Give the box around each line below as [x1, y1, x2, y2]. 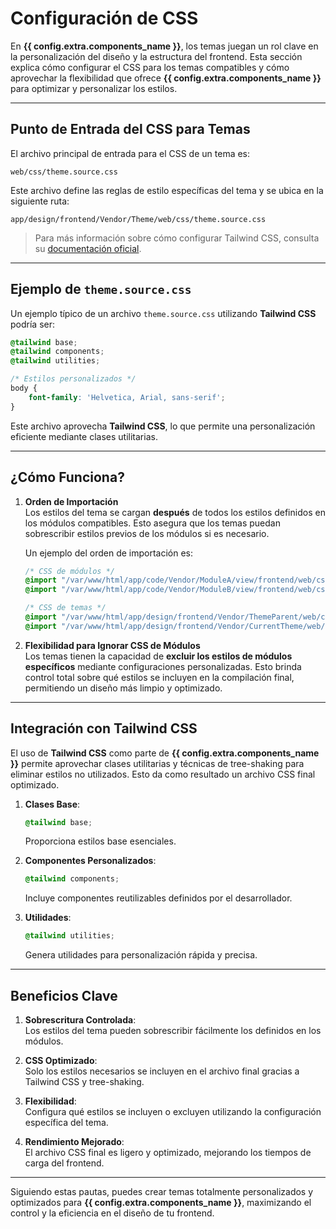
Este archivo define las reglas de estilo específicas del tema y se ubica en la [10, 184, 324, 196]
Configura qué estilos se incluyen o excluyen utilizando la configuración [24, 1106, 322, 1117]
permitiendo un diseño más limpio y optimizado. [24, 682, 223, 694]
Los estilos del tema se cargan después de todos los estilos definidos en [24, 506, 326, 518]
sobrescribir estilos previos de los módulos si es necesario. [24, 527, 270, 539]
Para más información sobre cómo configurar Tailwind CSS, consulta [34, 232, 320, 244]
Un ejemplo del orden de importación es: [24, 547, 194, 559]
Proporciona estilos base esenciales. [24, 835, 177, 847]
